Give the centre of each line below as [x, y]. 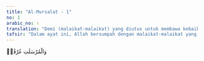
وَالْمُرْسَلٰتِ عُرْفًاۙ [26, 51]
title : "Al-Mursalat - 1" [39, 12]
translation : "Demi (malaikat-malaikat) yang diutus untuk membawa [93, 29]
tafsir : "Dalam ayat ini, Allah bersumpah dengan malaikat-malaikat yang [102, 34]
